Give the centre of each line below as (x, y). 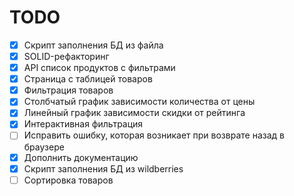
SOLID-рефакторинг (66, 56)
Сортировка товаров (68, 180)
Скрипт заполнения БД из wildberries (103, 168)
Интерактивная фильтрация (83, 124)
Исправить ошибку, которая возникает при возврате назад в (154, 135)
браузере (44, 147)
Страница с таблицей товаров (88, 79)
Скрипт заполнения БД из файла (93, 45)
